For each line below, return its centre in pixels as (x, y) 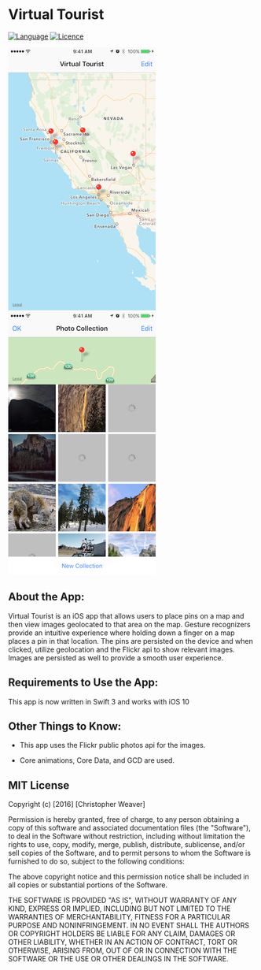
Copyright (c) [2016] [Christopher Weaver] (77, 805)
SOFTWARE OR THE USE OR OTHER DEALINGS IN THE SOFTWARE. (118, 959)
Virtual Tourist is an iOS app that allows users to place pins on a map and (126, 615)
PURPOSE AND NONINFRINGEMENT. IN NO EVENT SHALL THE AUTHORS (129, 925)
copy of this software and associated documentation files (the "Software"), (130, 828)
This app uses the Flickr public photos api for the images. (112, 745)
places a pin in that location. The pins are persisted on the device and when (130, 641)
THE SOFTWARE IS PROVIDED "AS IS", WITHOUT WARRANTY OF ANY (123, 901)
